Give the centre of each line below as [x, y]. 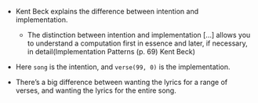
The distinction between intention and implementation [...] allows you [139, 35]
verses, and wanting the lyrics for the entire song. [96, 90]
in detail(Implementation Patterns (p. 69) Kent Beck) [111, 51]
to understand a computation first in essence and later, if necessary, [138, 43]
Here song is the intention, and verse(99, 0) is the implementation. [123, 67]
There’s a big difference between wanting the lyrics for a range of [122, 82]
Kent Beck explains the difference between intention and [107, 11]
